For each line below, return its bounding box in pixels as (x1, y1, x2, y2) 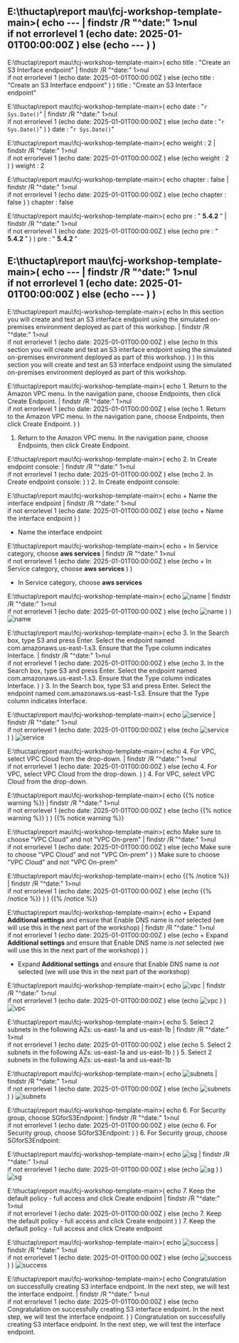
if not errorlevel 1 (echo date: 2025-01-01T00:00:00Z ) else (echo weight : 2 (7, 153, 229, 162)
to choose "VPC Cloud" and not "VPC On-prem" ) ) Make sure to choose (7, 850, 221, 859)
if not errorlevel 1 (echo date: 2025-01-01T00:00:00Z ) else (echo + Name (7, 506, 224, 515)
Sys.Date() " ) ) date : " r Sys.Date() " (7, 125, 115, 133)
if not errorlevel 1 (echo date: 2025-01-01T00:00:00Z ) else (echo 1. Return (7, 404, 226, 413)
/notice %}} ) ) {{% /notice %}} (7, 894, 98, 903)
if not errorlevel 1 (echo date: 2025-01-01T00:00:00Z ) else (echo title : (7, 73, 215, 81)
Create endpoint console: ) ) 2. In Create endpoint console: (7, 477, 180, 486)
